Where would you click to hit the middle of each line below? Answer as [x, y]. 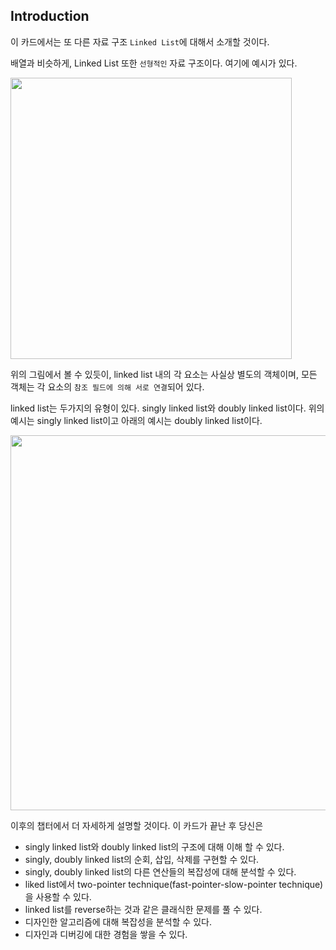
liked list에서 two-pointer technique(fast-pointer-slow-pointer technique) [174, 884]
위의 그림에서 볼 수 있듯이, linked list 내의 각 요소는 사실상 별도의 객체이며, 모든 [164, 374]
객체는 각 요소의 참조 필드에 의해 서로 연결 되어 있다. [107, 386]
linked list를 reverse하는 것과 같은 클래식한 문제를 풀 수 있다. [143, 909]
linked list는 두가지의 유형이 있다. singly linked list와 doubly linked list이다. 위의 [167, 408]
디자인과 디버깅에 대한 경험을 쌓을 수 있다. [106, 934]
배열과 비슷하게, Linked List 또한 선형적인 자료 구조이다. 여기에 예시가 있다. [154, 63]
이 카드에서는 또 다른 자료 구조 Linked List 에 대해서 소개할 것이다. [140, 41]
